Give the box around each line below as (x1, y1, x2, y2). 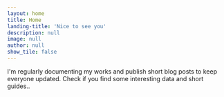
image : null (7, 36, 41, 43)
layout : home (7, 10, 45, 17)
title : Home (7, 17, 41, 23)
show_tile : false (7, 49, 57, 56)
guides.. (7, 82, 30, 90)
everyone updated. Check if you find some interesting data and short (7, 74, 204, 83)
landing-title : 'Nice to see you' (7, 23, 107, 30)
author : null (7, 42, 45, 49)
